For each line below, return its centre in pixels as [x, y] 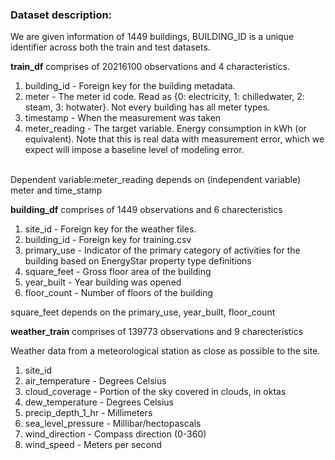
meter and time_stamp [56, 190]
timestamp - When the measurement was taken [123, 118]
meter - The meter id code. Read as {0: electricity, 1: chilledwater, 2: [164, 97]
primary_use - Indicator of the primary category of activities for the [162, 250]
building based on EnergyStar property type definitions [138, 261]
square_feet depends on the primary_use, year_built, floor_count [143, 312]
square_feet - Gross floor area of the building [118, 272]
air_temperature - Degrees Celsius [95, 381]
